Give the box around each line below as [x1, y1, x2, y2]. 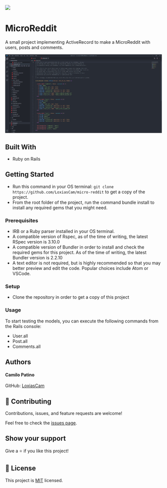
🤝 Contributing [5, 397, 52, 406]
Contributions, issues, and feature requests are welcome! [5, 410, 123, 416]
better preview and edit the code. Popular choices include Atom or [12, 265, 149, 271]
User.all [12, 333, 28, 339]
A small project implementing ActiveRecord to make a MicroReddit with [5, 39, 151, 45]
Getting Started [5, 170, 54, 179]
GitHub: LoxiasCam [5, 383, 45, 389]
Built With [5, 143, 36, 151]
